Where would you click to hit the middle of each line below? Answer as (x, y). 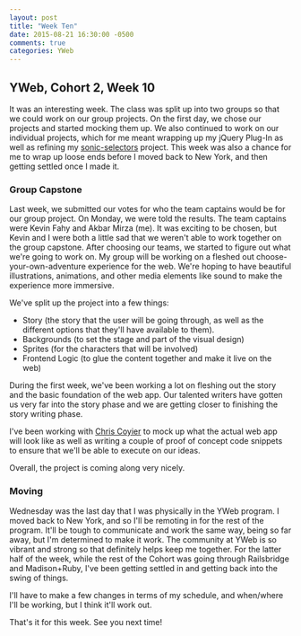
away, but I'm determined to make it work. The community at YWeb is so (143, 539)
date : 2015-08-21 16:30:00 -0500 (72, 34)
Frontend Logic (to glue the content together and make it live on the (147, 358)
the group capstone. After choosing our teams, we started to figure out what (150, 247)
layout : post (34, 18)
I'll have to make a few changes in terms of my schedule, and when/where (146, 595)
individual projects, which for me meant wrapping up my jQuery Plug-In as (146, 137)
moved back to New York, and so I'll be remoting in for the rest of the (137, 520)
